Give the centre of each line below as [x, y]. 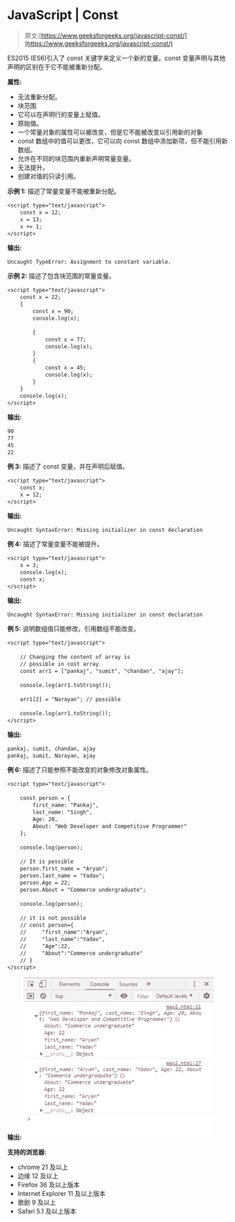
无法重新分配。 [39, 97]
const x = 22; [40, 297]
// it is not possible [53, 918]
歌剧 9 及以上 [37, 1202]
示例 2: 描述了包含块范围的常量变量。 [61, 276]
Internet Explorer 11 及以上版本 [62, 1193]
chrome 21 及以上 [43, 1167]
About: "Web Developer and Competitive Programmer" [110, 826]
